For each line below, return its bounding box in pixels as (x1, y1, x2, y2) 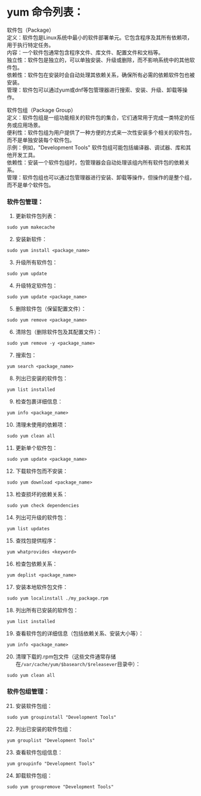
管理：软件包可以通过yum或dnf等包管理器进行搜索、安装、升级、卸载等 (7, 86, 183, 93)
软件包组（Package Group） (7, 106, 76, 114)
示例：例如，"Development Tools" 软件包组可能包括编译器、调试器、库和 (7, 144, 186, 151)
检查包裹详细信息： (15, 398, 63, 405)
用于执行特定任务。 (7, 41, 54, 48)
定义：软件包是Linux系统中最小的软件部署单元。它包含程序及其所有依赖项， (7, 34, 193, 41)
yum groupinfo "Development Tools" (7, 761, 95, 767)
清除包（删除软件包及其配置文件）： (15, 329, 102, 336)
